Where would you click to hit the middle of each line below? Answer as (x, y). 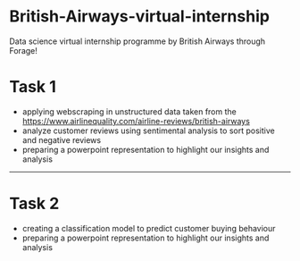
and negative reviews (61, 139)
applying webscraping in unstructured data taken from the (129, 111)
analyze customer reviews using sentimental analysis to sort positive (148, 130)
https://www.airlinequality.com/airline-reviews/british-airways (136, 121)
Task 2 (34, 204)
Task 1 (33, 87)
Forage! (24, 50)
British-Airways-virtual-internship (140, 17)
